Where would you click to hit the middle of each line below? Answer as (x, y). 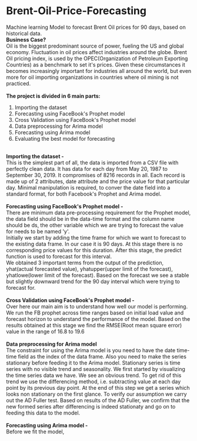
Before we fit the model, (35, 432)
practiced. (19, 83)
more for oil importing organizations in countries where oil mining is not (92, 77)
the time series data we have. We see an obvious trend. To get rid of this (94, 375)
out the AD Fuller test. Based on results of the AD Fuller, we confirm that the (98, 400)
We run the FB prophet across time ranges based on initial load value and (95, 313)
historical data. (24, 33)
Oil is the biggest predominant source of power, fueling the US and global (95, 46)
